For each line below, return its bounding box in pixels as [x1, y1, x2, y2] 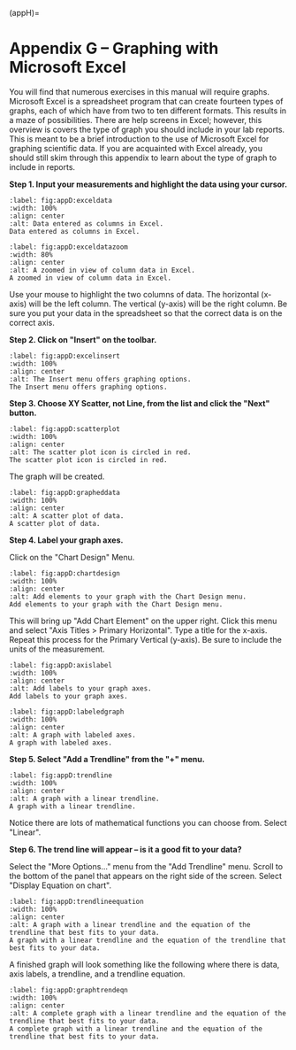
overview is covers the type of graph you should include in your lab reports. [9, 124, 285, 135]
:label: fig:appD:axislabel [9, 660, 113, 669]
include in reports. [9, 161, 76, 172]
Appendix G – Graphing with [9, 39, 219, 58]
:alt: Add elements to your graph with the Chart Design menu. [9, 592, 247, 601]
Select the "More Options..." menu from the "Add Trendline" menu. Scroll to [9, 861, 284, 871]
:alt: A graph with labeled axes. [9, 730, 137, 739]
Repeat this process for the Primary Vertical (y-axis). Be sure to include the [9, 634, 283, 645]
